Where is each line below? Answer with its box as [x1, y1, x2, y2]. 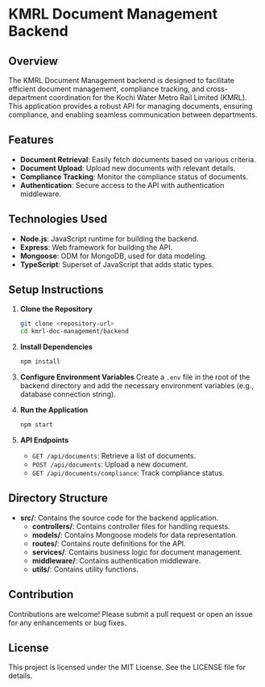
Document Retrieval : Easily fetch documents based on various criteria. [19, 154, 256, 164]
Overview [8, 54, 59, 68]
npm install [19, 358, 60, 366]
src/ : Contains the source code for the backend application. [19, 513, 219, 522]
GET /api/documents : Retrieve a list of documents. [31, 450, 197, 460]
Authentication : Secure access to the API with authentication [19, 180, 225, 190]
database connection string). [19, 389, 117, 400]
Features [8, 133, 54, 147]
